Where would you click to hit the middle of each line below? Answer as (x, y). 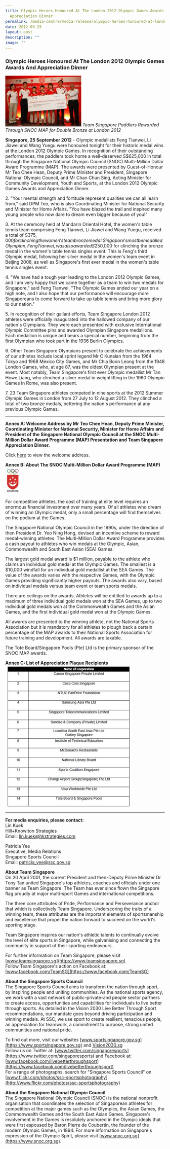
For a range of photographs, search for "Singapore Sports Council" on (78, 1072)
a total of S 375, (21, 235)
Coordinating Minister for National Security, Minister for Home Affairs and (84, 429)
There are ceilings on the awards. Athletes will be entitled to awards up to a (84, 596)
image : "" (16, 43)
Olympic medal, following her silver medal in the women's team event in (80, 257)
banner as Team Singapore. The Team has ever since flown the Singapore (82, 888)
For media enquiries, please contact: (45, 820)
